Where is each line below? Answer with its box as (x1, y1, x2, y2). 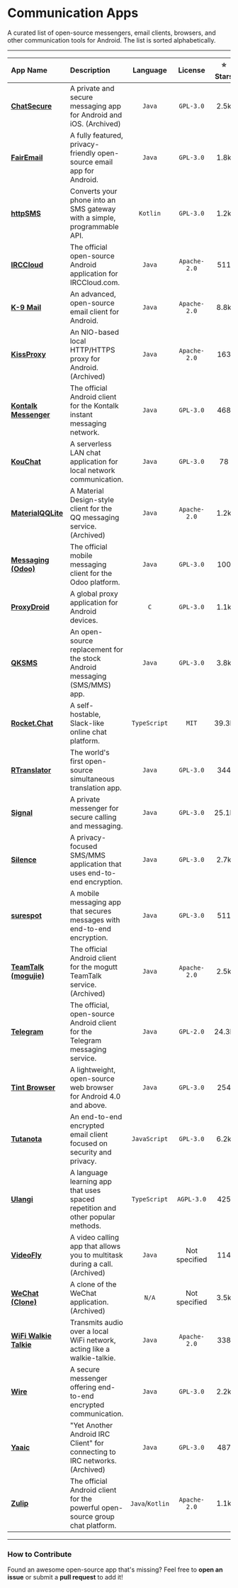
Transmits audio (69, 1317, 124, 1327)
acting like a (69, 1344, 110, 1354)
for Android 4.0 (69, 1091, 121, 1101)
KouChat (11, 456, 41, 466)
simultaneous (69, 774, 115, 784)
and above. (69, 1100, 108, 1110)
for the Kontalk (69, 401, 119, 411)
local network (69, 465, 115, 475)
